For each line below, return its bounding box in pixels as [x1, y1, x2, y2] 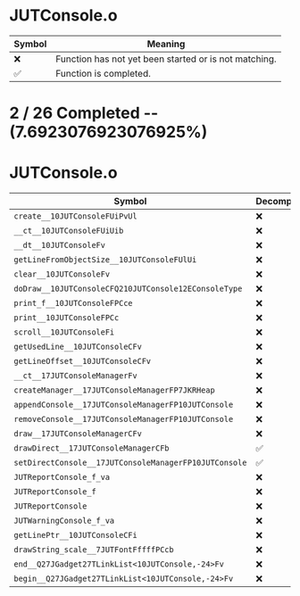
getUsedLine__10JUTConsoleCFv [13, 342, 143, 352]
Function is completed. [54, 67, 152, 79]
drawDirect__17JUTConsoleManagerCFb [13, 443, 170, 453]
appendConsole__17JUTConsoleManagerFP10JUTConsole [13, 400, 234, 410]
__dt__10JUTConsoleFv [13, 240, 105, 251]
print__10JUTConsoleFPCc [13, 313, 120, 323]
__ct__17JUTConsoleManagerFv [13, 371, 137, 381]
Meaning [146, 37, 186, 50]
